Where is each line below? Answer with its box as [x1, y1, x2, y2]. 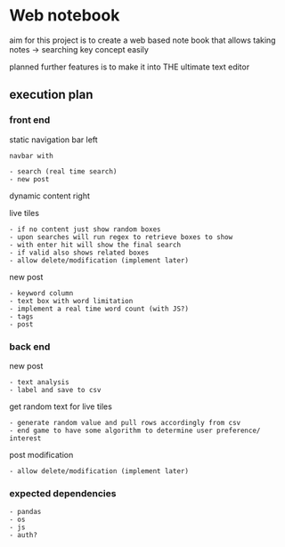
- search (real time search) [9, 166, 118, 176]
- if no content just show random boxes [9, 224, 162, 234]
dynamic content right [9, 190, 91, 201]
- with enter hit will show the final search [9, 240, 181, 249]
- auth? [9, 531, 38, 540]
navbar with [9, 151, 53, 160]
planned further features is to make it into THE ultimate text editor [9, 61, 250, 72]
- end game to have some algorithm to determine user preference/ [9, 426, 261, 435]
